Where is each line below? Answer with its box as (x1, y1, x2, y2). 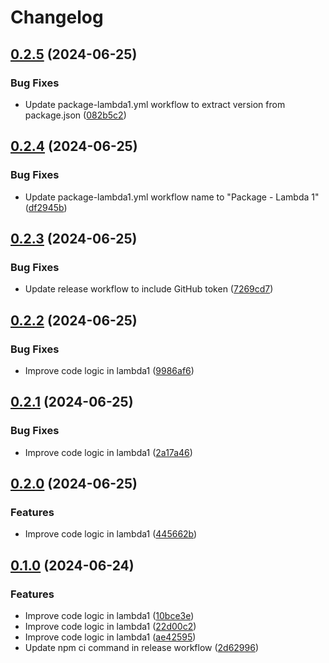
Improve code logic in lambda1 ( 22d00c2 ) (24, 621, 197, 632)
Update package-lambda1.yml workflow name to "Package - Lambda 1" (24, 191, 320, 203)
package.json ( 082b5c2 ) (24, 109, 127, 121)
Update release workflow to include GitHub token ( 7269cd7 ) (24, 283, 274, 295)
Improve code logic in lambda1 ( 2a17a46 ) (24, 446, 193, 458)
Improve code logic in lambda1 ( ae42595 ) (24, 631, 197, 643)
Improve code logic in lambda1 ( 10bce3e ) (24, 610, 195, 621)
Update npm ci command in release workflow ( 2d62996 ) (24, 642, 260, 653)
